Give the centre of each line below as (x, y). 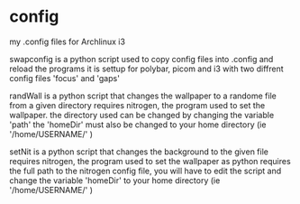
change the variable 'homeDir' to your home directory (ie (115, 180)
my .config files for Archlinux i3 (68, 42)
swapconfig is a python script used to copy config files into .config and (141, 59)
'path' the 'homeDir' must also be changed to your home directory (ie (138, 125)
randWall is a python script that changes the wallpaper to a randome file (143, 96)
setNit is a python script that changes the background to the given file (139, 152)
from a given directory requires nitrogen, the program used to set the (137, 105)
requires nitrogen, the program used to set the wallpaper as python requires (150, 161)
